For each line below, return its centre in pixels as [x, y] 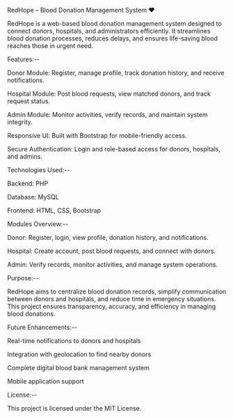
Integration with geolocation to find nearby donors [79, 354]
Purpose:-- [23, 278]
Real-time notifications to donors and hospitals [74, 341]
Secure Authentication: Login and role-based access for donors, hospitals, [114, 149]
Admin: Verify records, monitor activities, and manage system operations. [112, 265]
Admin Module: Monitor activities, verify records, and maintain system [108, 115]
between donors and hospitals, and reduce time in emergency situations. [112, 299]
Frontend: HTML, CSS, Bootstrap [54, 211]
